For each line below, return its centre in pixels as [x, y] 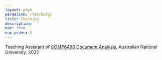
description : [19, 24]
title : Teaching [22, 19]
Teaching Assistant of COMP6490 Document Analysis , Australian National [81, 47]
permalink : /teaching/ [29, 14]
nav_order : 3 [19, 33]
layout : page [19, 10]
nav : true [15, 28]
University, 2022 [22, 52]
